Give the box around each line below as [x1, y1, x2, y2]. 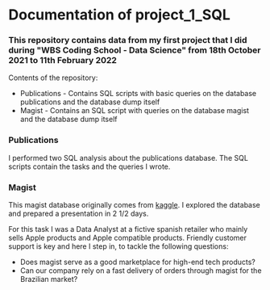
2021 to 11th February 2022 [8, 55, 117, 66]
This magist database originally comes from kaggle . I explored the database [8, 200, 260, 210]
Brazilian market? [19, 275, 78, 284]
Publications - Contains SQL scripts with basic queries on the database [19, 89, 257, 99]
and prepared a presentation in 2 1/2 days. [8, 208, 149, 219]
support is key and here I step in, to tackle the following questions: [8, 242, 229, 251]
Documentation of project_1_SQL [8, 6, 231, 24]
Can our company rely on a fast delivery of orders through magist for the [19, 266, 262, 275]
